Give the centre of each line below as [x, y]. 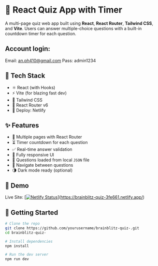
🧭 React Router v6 [30, 105]
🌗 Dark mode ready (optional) [42, 170]
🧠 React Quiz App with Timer [64, 10]
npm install [17, 246]
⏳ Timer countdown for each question [50, 142]
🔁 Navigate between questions [43, 165]
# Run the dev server [27, 255]
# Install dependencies [29, 241]
